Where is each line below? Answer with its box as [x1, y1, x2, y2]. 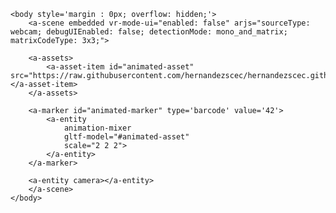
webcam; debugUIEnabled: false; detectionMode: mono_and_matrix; [10, 27, 288, 37]
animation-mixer [63, 123, 132, 133]
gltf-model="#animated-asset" [63, 132, 190, 142]
